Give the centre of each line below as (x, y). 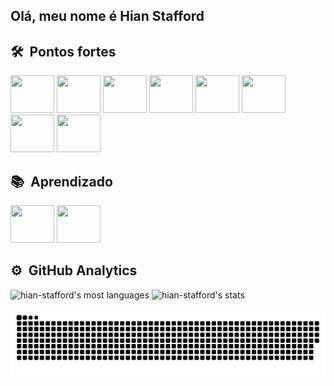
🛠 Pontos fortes (63, 51)
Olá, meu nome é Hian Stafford (107, 16)
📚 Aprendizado (61, 181)
